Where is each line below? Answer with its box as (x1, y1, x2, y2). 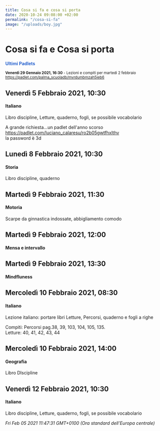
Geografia (5, 358, 27, 365)
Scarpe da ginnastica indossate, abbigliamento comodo (5, 215, 122, 222)
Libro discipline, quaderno (5, 175, 60, 182)
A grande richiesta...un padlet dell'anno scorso (5, 124, 103, 130)
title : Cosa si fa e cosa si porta (5, 7, 81, 13)
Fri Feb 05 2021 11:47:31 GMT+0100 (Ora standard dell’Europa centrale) (5, 420, 155, 426)
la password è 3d (5, 135, 42, 141)
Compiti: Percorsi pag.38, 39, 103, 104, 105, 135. (5, 324, 106, 330)
